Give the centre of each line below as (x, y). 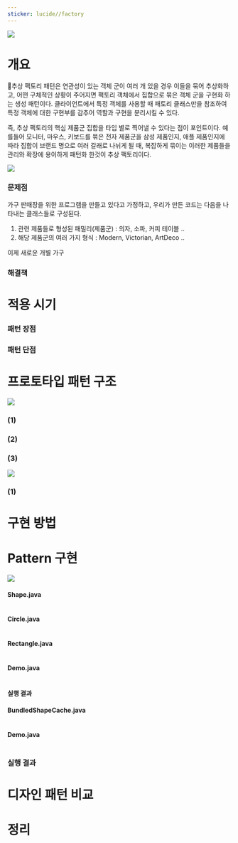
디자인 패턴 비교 (50, 795)
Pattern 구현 (43, 558)
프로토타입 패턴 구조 (62, 382)
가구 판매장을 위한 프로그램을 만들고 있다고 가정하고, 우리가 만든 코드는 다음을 (114, 204)
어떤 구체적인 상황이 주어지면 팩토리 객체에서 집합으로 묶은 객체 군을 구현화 (120, 95)
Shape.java (24, 594)
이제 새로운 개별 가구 (36, 253)
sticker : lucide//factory (45, 14)
